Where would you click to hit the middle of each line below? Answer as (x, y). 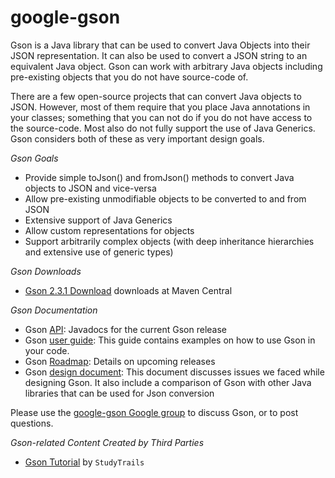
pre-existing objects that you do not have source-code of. (129, 77)
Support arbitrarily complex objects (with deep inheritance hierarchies (169, 241)
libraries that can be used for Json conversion (119, 393)
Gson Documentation (54, 310)
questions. (32, 423)
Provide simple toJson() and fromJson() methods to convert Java (159, 177)
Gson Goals (34, 158)
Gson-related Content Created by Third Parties (107, 442)
